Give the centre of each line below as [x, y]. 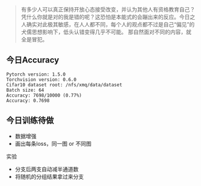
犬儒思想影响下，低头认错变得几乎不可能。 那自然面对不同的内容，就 [106, 32]
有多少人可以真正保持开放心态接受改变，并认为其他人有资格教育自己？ [108, 9]
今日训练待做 [30, 120]
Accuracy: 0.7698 [28, 100]
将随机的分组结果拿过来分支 [49, 176]
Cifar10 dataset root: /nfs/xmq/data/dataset [64, 85]
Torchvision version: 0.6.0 [42, 79]
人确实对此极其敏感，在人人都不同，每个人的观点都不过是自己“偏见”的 [108, 24]
